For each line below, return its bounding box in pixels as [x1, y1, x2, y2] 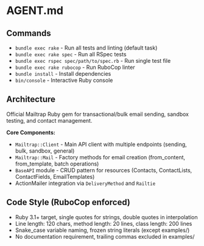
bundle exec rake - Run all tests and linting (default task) [15, 44, 158, 51]
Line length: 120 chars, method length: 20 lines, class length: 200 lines [15, 220, 192, 227]
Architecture [6, 94, 56, 104]
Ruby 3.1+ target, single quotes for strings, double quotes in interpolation [15, 213, 198, 220]
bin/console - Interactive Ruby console [15, 77, 113, 84]
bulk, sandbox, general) [15, 147, 75, 154]
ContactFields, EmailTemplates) [15, 173, 95, 180]
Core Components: [6, 129, 56, 136]
